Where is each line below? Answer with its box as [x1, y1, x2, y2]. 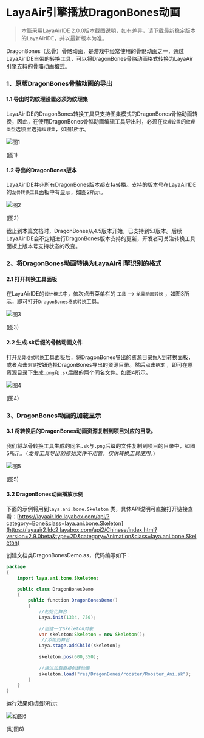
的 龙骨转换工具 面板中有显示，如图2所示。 [6, 189, 106, 196]
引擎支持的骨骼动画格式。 [6, 62, 70, 70]
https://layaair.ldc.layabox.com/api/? [19, 512, 110, 520]
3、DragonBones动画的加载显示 [6, 411, 101, 420]
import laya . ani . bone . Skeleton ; [17, 575, 99, 581]
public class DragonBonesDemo [17, 586, 94, 592]
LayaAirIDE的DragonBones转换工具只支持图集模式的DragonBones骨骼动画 [6, 110, 192, 117]
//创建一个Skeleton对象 [38, 625, 93, 632]
